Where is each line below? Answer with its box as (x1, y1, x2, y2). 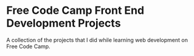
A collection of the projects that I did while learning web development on (6, 36, 189, 43)
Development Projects (6, 16, 121, 30)
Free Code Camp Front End (6, 4, 145, 17)
